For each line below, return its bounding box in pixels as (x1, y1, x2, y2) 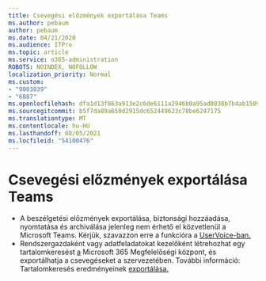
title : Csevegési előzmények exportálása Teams (8, 11, 169, 20)
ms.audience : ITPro (8, 41, 73, 49)
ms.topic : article (8, 48, 69, 56)
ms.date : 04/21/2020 (8, 33, 77, 42)
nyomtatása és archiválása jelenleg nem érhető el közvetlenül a (19, 222, 226, 232)
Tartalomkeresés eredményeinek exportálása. (19, 264, 169, 274)
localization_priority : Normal (8, 70, 112, 78)
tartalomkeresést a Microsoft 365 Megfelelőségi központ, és (19, 247, 217, 257)
